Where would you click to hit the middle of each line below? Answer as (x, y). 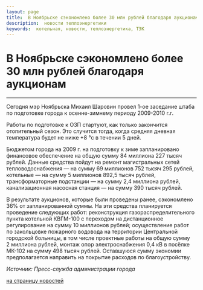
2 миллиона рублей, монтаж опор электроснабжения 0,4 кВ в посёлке (98, 245)
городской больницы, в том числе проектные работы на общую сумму (98, 238)
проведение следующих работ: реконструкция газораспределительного (101, 213)
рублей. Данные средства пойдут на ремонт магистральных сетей (93, 162)
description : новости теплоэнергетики (56, 23)
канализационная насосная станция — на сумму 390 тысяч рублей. (94, 188)
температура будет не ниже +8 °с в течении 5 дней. (74, 138)
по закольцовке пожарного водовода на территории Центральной (92, 232)
